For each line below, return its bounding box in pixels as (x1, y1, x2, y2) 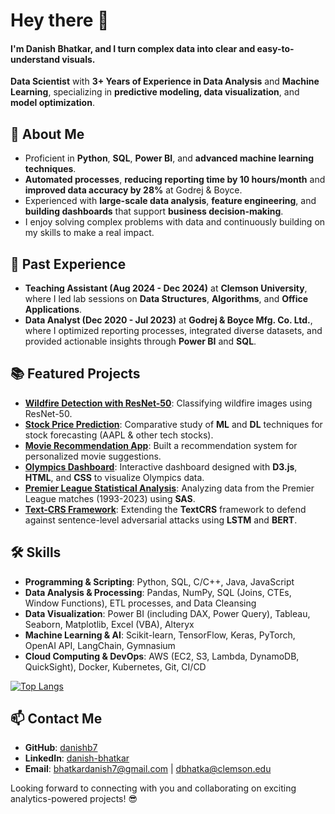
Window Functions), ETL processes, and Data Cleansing (24, 597, 257, 609)
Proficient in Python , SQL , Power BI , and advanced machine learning (24, 152, 314, 164)
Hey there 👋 (10, 9, 110, 32)
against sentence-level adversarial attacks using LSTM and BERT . (24, 514, 298, 526)
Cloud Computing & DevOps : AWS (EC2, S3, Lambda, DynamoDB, (24, 650, 300, 662)
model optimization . (10, 97, 95, 109)
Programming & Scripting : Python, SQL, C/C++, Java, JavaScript (24, 575, 295, 588)
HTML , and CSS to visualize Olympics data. (24, 471, 205, 483)
